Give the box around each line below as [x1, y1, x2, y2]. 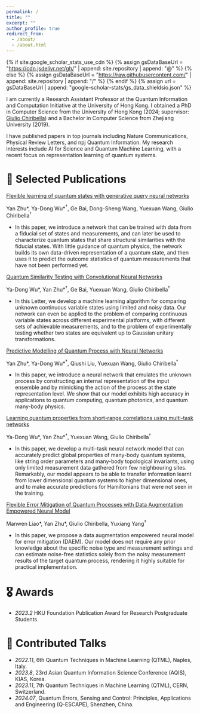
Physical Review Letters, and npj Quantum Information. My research [6, 139, 174, 146]
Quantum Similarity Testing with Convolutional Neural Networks [6, 273, 163, 281]
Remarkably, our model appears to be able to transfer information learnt [14, 470, 192, 478]
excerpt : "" [6, 20, 36, 26]
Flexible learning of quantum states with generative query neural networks [6, 192, 189, 199]
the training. [14, 489, 45, 497]
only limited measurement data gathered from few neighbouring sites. [14, 464, 187, 471]
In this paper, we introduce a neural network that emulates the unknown [14, 371, 192, 378]
